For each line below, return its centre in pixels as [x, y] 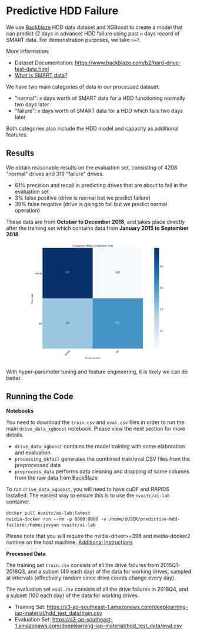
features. [17, 135]
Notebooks [20, 411]
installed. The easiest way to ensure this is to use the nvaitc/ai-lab [88, 495]
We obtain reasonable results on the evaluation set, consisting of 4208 [92, 167]
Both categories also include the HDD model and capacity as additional [92, 128]
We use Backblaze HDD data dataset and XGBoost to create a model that [94, 27]
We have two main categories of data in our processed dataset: [83, 86]
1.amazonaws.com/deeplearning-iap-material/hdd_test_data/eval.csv [98, 626]
